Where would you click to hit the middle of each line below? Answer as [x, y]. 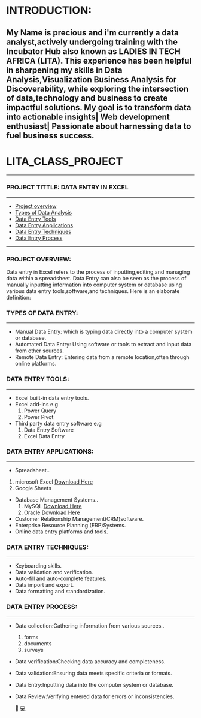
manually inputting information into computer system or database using [94, 285]
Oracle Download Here [52, 512]
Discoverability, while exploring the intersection [98, 88]
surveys [33, 650]
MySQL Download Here [53, 506]
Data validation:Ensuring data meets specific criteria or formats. [93, 673]
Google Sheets [33, 488]
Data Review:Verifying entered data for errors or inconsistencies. [95, 696]
